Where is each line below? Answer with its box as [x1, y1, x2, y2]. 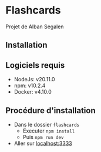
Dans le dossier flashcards [14, 121, 80, 128]
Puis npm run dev [22, 133, 64, 140]
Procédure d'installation [5, 105, 96, 115]
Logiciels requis [5, 60, 65, 70]
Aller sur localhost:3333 [14, 140, 72, 147]
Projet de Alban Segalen [5, 23, 64, 30]
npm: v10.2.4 [14, 82, 46, 89]
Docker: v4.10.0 [14, 88, 52, 95]
